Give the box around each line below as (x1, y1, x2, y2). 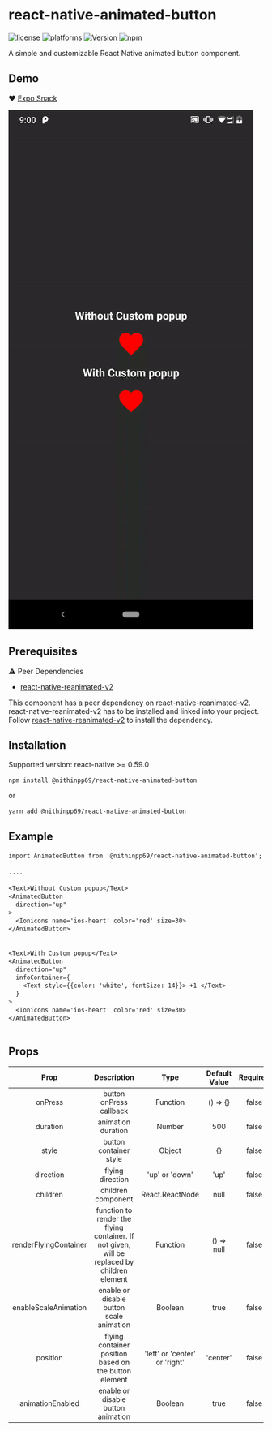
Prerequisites (8, 645, 78, 659)
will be (103, 1248, 125, 1258)
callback (100, 1106, 129, 1115)
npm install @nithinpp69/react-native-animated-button (8, 776, 198, 784)
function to (96, 1205, 133, 1214)
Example (8, 829, 53, 843)
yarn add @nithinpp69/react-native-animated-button (8, 807, 186, 816)
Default (206, 1068, 232, 1078)
